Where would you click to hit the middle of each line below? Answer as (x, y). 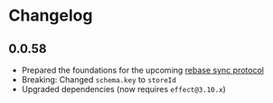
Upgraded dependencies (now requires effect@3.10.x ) (124, 89)
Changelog (51, 16)
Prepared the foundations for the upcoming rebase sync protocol (142, 70)
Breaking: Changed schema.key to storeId (99, 80)
